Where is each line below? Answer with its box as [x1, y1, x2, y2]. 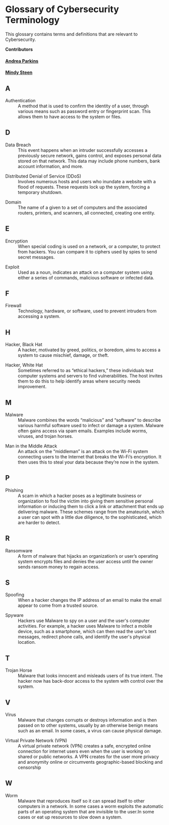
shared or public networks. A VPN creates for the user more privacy [18, 754, 159, 760]
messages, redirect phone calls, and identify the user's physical [18, 634, 151, 640]
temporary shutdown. [18, 189, 63, 195]
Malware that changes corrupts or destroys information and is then [18, 717, 157, 723]
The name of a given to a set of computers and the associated [18, 204, 147, 211]
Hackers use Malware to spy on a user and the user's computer [18, 617, 150, 624]
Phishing [5, 487, 24, 493]
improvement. [18, 384, 47, 390]
